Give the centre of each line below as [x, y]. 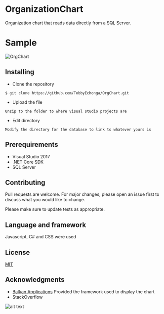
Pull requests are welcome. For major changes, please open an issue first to [82, 194]
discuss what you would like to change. [45, 200]
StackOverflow [27, 297]
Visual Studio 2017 [31, 156]
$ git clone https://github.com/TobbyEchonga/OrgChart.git [67, 93]
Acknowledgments [35, 280]
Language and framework [46, 225]
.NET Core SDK [28, 162]
